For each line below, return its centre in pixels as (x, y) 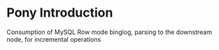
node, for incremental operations (54, 39)
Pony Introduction (60, 13)
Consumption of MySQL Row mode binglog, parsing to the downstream (109, 32)
